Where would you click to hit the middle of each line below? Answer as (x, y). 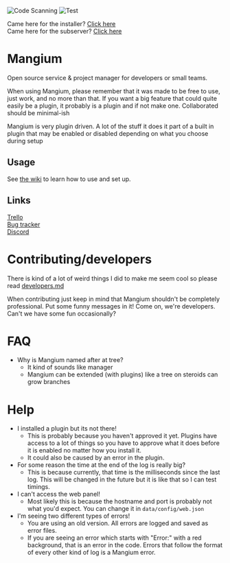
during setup (25, 141)
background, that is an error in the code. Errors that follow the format (125, 545)
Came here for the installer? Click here (61, 24)
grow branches (49, 382)
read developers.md (35, 285)
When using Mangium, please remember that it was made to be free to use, (114, 91)
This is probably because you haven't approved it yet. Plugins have (122, 436)
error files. (42, 531)
